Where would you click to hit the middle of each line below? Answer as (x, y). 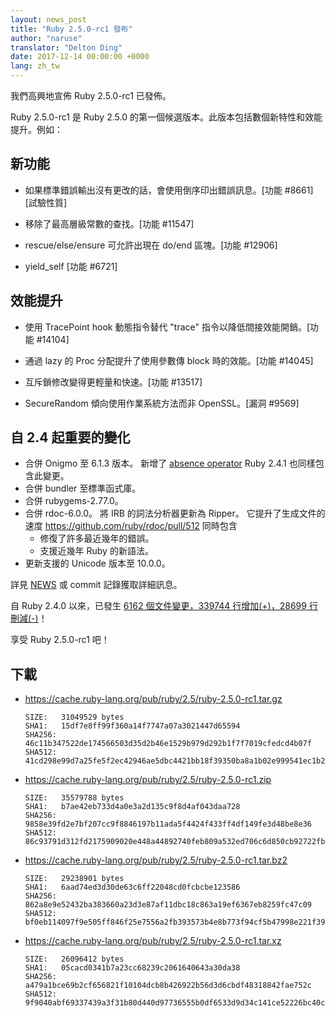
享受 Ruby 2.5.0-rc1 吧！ (60, 640)
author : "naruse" (46, 38)
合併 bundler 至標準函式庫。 (83, 488)
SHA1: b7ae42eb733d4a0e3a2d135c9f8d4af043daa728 (132, 807)
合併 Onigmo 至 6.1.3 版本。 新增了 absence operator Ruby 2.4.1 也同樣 (170, 463)
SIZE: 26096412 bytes (74, 959)
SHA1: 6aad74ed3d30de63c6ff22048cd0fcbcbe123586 (132, 887)
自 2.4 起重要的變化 (70, 437)
